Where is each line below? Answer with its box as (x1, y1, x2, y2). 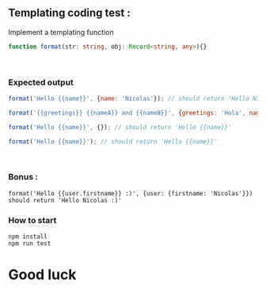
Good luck (8, 266, 77, 284)
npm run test (8, 240, 51, 248)
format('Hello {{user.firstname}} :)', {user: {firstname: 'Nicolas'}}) (8, 189, 253, 197)
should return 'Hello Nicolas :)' (8, 196, 123, 204)
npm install (8, 233, 47, 241)
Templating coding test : (8, 6, 131, 20)
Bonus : (8, 172, 38, 183)
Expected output (8, 77, 74, 88)
